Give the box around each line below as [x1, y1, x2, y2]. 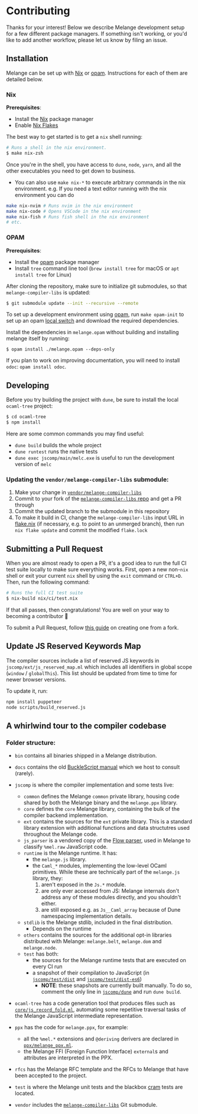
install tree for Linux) [14, 271, 72, 278]
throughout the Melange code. [23, 830, 98, 838]
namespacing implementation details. [41, 912, 132, 920]
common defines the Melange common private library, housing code [23, 793, 180, 800]
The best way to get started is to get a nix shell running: [6, 133, 143, 141]
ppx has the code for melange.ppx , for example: [14, 1024, 128, 1031]
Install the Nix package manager [14, 116, 94, 123]
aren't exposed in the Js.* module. [41, 881, 126, 888]
